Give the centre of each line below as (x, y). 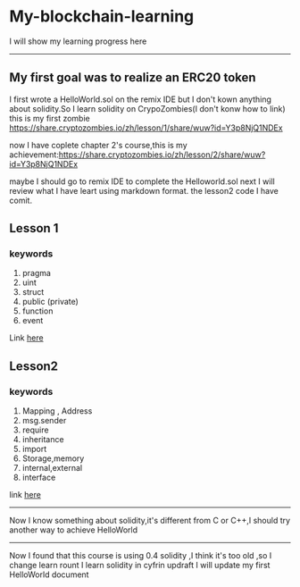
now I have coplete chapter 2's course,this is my (98, 145)
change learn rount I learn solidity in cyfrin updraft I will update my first (140, 566)
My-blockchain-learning (102, 17)
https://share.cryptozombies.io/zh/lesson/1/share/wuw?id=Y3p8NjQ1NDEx (146, 128)
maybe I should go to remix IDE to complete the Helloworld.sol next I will (142, 181)
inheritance (43, 440)
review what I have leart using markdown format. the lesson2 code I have (144, 190)
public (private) (50, 302)
